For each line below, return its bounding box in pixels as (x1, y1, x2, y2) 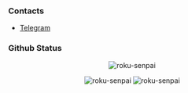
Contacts (8, 5, 45, 16)
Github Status (8, 43, 62, 54)
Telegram (19, 23, 51, 33)
